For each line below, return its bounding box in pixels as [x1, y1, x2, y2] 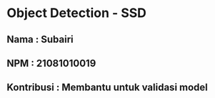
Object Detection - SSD [6, 5, 147, 21]
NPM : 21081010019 [6, 57, 96, 69]
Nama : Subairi [6, 33, 74, 45]
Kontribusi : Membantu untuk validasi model [6, 82, 209, 94]
